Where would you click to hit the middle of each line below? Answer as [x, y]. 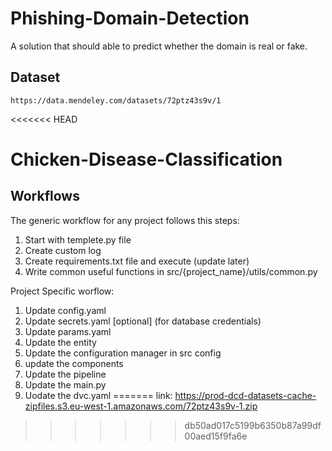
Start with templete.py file [78, 239]
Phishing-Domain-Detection [130, 18]
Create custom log [63, 250]
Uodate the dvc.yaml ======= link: [98, 395]
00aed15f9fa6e [216, 436]
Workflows [45, 196]
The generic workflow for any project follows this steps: [125, 220]
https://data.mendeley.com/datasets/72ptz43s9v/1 [116, 100]
